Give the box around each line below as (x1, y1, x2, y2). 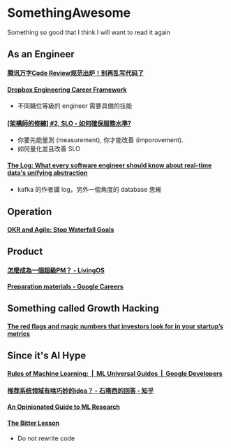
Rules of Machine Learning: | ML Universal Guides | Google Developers (7, 370, 223, 378)
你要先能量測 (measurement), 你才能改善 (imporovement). (17, 136, 184, 144)
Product (7, 245, 43, 257)
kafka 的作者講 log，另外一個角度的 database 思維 (17, 185, 162, 193)
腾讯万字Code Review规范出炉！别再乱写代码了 (7, 69, 144, 77)
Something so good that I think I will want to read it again (7, 28, 171, 36)
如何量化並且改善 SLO (17, 145, 80, 153)
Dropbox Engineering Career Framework (7, 85, 127, 94)
